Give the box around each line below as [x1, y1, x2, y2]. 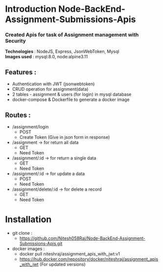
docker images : [12, 246, 45, 252]
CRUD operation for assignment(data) [12, 86, 89, 92]
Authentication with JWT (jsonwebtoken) [12, 81, 95, 87]
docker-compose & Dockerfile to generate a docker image [12, 97, 130, 102]
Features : [5, 68, 37, 76]
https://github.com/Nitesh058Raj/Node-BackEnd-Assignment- [19, 235, 145, 241]
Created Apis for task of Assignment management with [5, 31, 139, 38]
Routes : [5, 111, 31, 119]
